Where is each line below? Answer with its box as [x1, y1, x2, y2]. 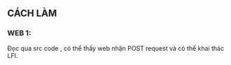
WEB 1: [7, 28, 31, 38]
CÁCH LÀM [7, 8, 57, 19]
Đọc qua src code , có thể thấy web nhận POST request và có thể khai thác [7, 44, 225, 53]
